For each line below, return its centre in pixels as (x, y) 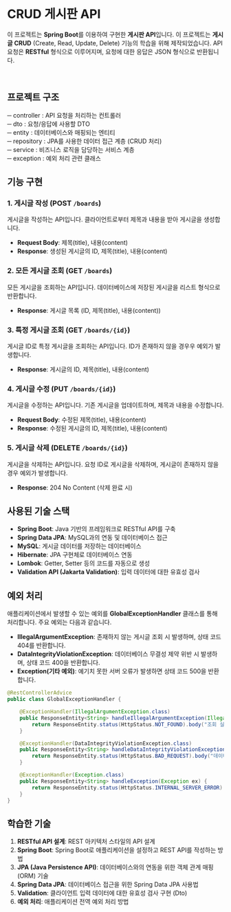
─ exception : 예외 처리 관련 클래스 (54, 158)
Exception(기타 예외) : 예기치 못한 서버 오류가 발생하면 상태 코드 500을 (112, 671)
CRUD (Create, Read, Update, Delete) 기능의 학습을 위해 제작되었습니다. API (119, 43)
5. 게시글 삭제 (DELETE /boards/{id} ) (68, 448)
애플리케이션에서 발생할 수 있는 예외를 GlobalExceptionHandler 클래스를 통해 (112, 614)
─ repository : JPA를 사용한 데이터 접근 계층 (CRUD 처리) (85, 141)
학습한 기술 (29, 824)
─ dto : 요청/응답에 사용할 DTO (49, 124)
